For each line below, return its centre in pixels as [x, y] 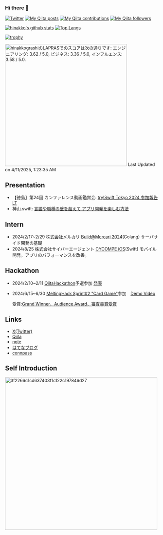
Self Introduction [31, 368]
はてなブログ [25, 347]
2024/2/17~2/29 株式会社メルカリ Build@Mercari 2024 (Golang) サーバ [83, 237]
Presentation [25, 185]
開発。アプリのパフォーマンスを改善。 [50, 255]
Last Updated [141, 165]
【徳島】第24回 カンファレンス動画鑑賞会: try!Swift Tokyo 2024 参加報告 [85, 198]
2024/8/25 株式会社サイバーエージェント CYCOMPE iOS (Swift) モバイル [84, 249]
